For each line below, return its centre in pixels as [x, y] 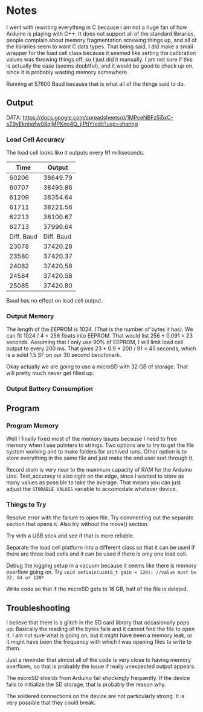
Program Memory [33, 425]
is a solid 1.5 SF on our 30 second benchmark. [64, 355]
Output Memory [30, 316]
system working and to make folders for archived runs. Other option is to [97, 451]
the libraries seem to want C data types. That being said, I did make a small [100, 47]
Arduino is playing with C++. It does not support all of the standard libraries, [101, 33]
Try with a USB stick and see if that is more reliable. [70, 536]
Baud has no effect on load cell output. [54, 301]
